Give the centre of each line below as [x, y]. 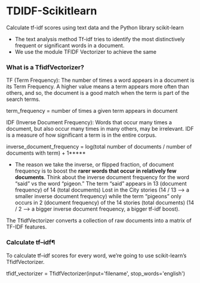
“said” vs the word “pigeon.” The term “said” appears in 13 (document [101, 184]
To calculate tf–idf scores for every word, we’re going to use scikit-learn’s [96, 256]
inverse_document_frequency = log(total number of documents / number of [99, 147]
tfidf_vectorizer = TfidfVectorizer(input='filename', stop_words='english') [96, 273]
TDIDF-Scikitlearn [52, 11]
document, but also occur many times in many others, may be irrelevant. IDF [100, 129]
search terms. [23, 99]
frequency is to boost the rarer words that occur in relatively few [96, 171]
